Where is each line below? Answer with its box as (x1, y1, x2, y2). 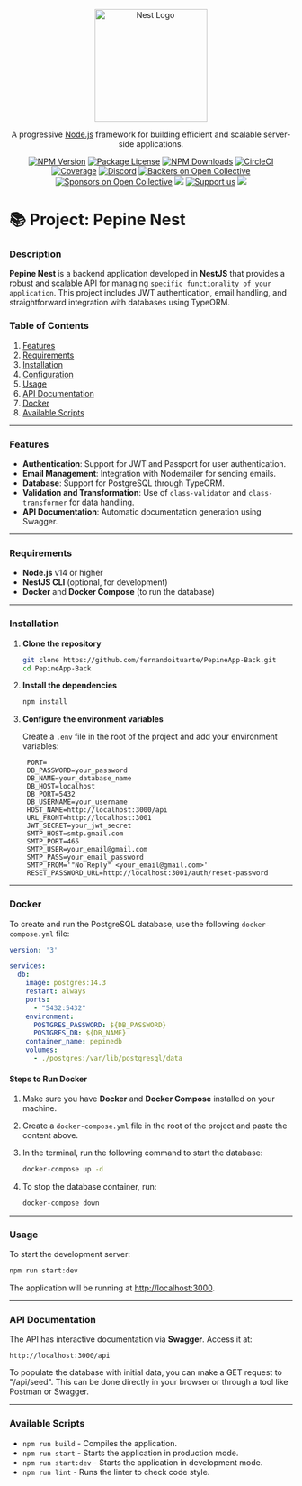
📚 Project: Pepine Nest (9, 210, 186, 230)
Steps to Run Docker (9, 1073, 88, 1084)
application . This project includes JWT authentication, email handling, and (9, 287, 288, 298)
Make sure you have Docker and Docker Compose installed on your (22, 1093, 276, 1104)
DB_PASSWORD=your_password (26, 766, 128, 775)
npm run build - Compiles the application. (22, 1437, 178, 1448)
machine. (22, 1103, 58, 1114)
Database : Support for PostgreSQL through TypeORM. (22, 478, 225, 488)
